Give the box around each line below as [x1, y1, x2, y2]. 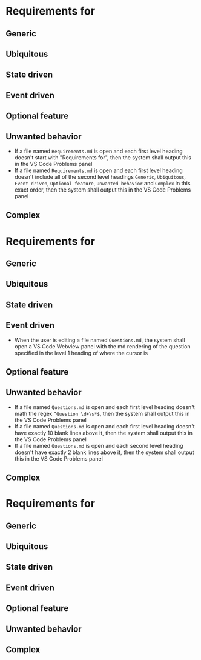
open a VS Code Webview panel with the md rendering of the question [14, 342, 191, 350]
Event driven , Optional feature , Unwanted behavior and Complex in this [14, 179, 191, 187]
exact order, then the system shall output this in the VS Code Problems [14, 186, 191, 193]
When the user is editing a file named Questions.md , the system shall [14, 336, 185, 344]
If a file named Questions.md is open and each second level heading [14, 442, 183, 449]
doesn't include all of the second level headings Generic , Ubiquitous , [14, 173, 186, 180]
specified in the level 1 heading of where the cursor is [14, 349, 148, 356]
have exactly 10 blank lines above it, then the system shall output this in [14, 429, 193, 436]
